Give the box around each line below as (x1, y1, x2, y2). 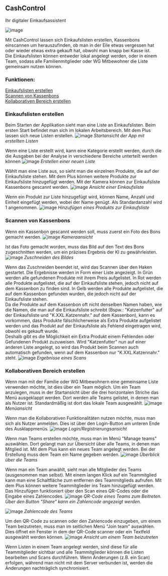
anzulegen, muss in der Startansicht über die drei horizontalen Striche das (5, 389, 159, 395)
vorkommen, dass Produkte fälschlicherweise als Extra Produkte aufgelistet (5, 317, 161, 323)
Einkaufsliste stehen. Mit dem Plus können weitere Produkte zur (5, 173, 137, 180)
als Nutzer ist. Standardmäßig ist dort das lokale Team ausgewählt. (5, 400, 143, 406)
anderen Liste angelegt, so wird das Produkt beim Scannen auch (5, 344, 139, 350)
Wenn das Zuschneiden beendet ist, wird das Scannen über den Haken (5, 264, 152, 270)
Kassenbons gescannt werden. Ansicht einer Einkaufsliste (5, 184, 144, 190)
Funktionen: (5, 76, 35, 83)
